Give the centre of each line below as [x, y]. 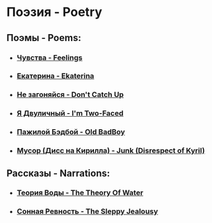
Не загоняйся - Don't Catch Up [70, 94]
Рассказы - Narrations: [58, 173]
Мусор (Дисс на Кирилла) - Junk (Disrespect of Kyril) [111, 151]
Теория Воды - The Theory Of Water [80, 193]
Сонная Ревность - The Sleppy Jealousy [87, 211]
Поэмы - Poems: [44, 38]
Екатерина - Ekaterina [55, 76]
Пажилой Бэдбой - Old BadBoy [71, 132]
